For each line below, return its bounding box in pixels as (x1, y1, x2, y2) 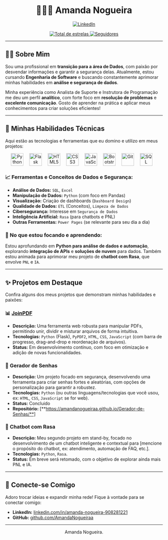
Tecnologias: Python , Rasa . (12, 451, 68, 457)
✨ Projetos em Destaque (5, 278, 82, 287)
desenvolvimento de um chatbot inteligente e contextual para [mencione (12, 440, 162, 446)
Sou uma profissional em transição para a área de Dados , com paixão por (5, 63, 158, 69)
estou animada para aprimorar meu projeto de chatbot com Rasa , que (5, 253, 150, 260)
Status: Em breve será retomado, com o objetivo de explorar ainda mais (12, 456, 161, 462)
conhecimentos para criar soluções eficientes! (5, 105, 101, 111)
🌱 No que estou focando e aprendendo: (5, 231, 102, 238)
